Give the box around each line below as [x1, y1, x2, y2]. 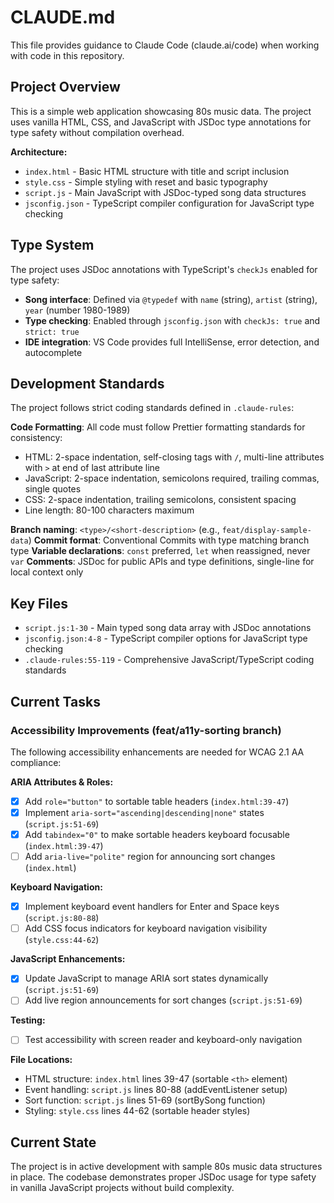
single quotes [24, 483, 82, 495]
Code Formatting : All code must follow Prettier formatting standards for [10, 421, 306, 433]
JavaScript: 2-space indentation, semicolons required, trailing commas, [24, 472, 320, 485]
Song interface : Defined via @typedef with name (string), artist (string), [24, 293, 318, 305]
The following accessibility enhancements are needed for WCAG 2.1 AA [10, 746, 305, 758]
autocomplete [24, 346, 83, 358]
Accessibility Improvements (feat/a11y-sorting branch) [10, 723, 282, 737]
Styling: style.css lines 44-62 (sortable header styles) [24, 1105, 251, 1117]
